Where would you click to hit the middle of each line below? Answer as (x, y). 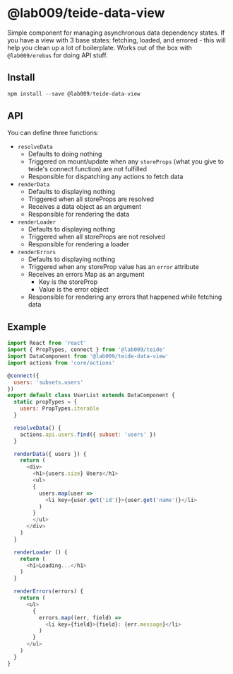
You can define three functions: (53, 133)
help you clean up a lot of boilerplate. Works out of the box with (100, 47)
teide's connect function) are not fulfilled (87, 169)
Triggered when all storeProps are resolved (91, 199)
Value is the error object (74, 290)
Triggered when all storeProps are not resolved (97, 237)
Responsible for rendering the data (79, 215)
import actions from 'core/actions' (61, 362)
